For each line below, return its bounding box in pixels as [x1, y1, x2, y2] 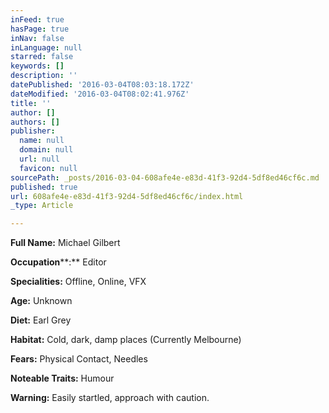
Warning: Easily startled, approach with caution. [10, 392, 210, 404]
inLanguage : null [10, 42, 83, 53]
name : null [19, 136, 65, 146]
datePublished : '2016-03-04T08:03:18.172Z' [10, 80, 195, 90]
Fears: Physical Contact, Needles [10, 353, 148, 365]
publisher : [10, 126, 56, 136]
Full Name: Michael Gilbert [10, 237, 121, 249]
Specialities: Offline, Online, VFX [10, 276, 147, 288]
